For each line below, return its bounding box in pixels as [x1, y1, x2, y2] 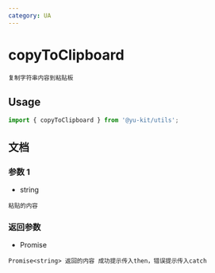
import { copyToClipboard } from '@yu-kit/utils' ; [8, 116, 179, 124]
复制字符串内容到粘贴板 [8, 73, 74, 82]
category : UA [8, 11, 52, 20]
